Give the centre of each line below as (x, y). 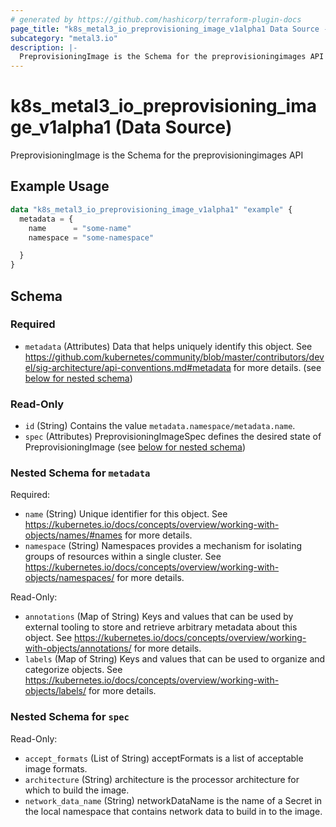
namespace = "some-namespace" (91, 237)
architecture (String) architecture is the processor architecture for (162, 779)
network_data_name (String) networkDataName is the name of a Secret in (173, 800)
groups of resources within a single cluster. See (123, 557)
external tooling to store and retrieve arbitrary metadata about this (161, 627)
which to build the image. (77, 790)
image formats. (56, 768)
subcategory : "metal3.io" (64, 38)
